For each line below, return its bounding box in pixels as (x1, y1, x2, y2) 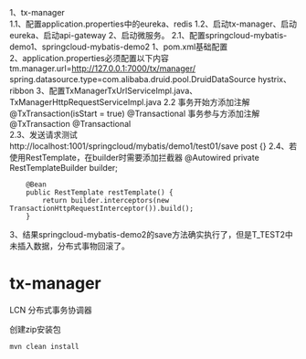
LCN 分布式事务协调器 (9, 304, 93, 315)
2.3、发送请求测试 (9, 130, 78, 140)
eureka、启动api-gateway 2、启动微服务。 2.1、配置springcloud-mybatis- (9, 30, 288, 40)
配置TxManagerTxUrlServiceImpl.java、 (48, 85, 198, 96)
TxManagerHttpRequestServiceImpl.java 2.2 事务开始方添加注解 (9, 97, 250, 107)
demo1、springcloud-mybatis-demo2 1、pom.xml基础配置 (9, 41, 228, 52)
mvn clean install (9, 342, 79, 351)
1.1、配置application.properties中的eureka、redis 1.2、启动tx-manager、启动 (9, 18, 297, 29)
